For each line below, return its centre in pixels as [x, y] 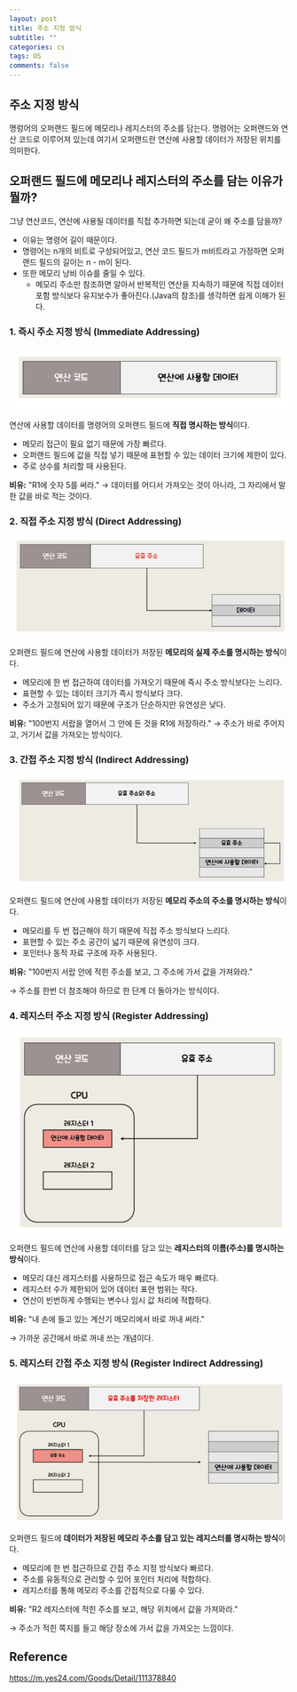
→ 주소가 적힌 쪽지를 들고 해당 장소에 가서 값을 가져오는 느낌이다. [121, 1628]
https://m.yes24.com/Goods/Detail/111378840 [93, 1678]
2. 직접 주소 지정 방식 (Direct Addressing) [95, 521]
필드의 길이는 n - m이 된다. [85, 261]
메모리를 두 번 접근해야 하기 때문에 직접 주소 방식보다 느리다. [126, 930]
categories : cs [37, 47]
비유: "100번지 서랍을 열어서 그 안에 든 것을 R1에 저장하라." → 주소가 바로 [135, 724]
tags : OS [25, 56]
